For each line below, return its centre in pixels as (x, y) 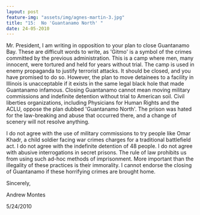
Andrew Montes (26, 195)
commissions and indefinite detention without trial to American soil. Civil (95, 96)
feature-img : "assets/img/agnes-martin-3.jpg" (65, 17)
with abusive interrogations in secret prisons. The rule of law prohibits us (96, 153)
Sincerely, (19, 183)
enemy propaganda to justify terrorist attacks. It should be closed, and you (98, 71)
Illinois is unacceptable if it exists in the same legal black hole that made (95, 84)
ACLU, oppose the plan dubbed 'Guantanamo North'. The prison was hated (99, 109)
